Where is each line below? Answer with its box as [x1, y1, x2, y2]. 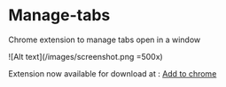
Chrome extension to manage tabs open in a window [8, 34, 201, 45]
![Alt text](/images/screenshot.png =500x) [8, 51, 163, 62]
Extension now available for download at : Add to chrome [8, 68, 217, 79]
